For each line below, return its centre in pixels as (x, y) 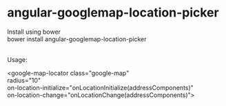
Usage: (17, 59)
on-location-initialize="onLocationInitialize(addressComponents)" (101, 87)
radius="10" (24, 80)
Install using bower (34, 32)
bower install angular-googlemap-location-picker (77, 39)
